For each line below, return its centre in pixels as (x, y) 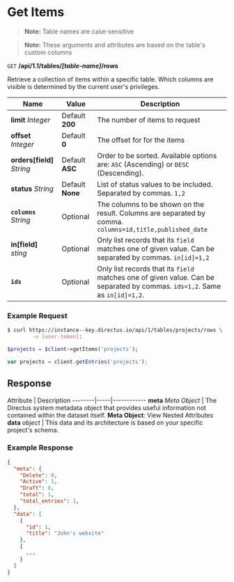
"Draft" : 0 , (37, 488)
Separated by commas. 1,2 (141, 193)
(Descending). (120, 173)
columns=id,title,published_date (152, 229)
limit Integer (31, 120)
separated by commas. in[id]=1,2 (153, 257)
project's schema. (33, 430)
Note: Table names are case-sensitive (79, 31)
